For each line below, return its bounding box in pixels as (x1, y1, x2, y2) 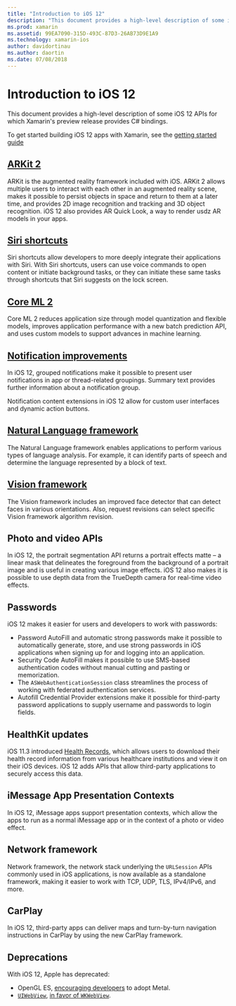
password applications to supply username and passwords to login (17, 701, 212, 709)
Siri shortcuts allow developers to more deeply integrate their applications (7, 253, 221, 262)
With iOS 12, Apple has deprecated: (7, 970, 110, 979)
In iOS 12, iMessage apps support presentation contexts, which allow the (7, 808, 218, 816)
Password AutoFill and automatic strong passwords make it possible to (17, 633, 223, 642)
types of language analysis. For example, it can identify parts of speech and (7, 451, 227, 459)
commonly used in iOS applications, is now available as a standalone (7, 870, 206, 878)
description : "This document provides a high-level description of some (7, 17, 225, 24)
